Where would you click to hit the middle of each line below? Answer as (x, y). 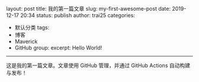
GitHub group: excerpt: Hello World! (58, 48)
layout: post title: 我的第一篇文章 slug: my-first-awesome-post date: (88, 9)
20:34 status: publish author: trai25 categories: (78, 15)
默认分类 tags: (32, 27)
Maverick (26, 41)
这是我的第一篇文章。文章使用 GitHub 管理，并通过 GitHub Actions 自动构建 (98, 65)
